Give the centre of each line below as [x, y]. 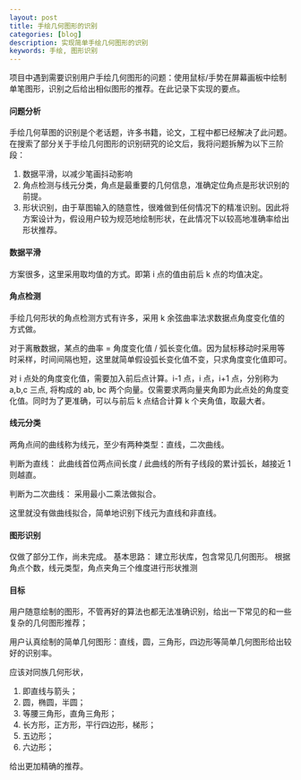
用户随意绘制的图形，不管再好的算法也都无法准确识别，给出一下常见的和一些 [150, 611]
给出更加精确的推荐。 [48, 767]
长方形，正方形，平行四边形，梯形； [89, 725]
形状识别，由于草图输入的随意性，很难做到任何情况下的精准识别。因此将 [155, 208]
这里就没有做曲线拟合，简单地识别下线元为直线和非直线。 [115, 513]
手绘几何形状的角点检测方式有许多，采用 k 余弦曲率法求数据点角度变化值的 [147, 317]
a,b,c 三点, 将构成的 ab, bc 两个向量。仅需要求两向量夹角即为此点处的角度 [146, 389]
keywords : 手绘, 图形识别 [54, 51]
